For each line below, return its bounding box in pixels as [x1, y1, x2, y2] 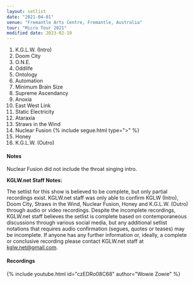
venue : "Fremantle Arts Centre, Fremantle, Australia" [6, 19, 143, 25]
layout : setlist [6, 8, 46, 15]
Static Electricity [15, 109, 55, 116]
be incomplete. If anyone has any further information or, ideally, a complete [6, 232, 187, 239]
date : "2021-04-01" [6, 14, 54, 20]
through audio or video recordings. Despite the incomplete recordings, [6, 207, 176, 214]
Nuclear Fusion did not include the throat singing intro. [6, 166, 137, 173]
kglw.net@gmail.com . [6, 244, 58, 251]
